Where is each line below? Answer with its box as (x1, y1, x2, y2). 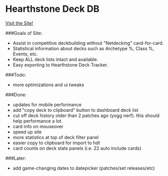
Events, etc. (12, 51, 38, 57)
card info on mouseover (12, 123, 64, 129)
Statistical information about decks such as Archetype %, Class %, (12, 45, 155, 51)
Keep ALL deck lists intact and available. (12, 56, 99, 62)
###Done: (5, 91, 27, 97)
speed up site (12, 129, 42, 135)
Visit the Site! (5, 20, 33, 26)
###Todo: (5, 71, 26, 77)
